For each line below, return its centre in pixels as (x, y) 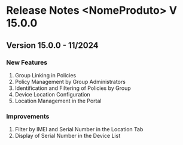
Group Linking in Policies (45, 75)
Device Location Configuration (53, 94)
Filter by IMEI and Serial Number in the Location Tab (79, 129)
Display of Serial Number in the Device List (68, 136)
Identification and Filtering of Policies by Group (73, 88)
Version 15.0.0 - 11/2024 (52, 45)
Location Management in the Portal (58, 101)
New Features (27, 62)
